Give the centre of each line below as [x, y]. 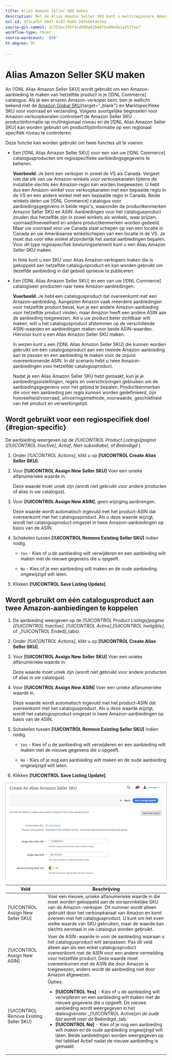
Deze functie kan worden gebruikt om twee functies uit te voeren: [74, 143]
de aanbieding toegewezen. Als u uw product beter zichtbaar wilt [81, 318]
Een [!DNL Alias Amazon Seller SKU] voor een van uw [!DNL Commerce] [89, 153]
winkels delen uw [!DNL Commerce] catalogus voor [67, 201]
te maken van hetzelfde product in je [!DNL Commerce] [88, 94]
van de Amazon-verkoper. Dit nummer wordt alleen [102, 907]
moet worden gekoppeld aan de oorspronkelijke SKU [103, 902]
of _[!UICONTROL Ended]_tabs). [47, 631]
